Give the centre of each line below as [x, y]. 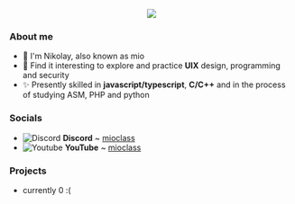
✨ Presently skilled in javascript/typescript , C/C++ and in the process [154, 84]
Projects [28, 171]
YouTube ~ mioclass [103, 147]
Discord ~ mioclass [99, 137]
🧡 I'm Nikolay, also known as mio [83, 56]
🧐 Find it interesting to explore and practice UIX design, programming [152, 66]
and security [46, 75]
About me [32, 36]
